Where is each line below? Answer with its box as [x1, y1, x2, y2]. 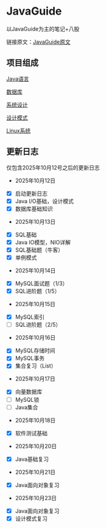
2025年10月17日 [15, 375, 56, 382]
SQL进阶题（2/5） [15, 321, 62, 329]
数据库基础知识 [15, 205, 53, 212]
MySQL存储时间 [15, 347, 55, 354]
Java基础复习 [15, 455, 49, 463]
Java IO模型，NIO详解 [15, 238, 71, 246]
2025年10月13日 [15, 218, 56, 225]
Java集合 [15, 404, 38, 411]
